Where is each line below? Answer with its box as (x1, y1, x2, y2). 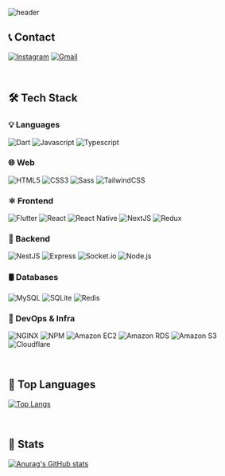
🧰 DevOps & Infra (8, 313, 76, 324)
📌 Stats (8, 438, 45, 451)
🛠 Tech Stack (8, 92, 78, 105)
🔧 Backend (8, 234, 50, 245)
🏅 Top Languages (8, 378, 96, 391)
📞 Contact (8, 30, 56, 44)
